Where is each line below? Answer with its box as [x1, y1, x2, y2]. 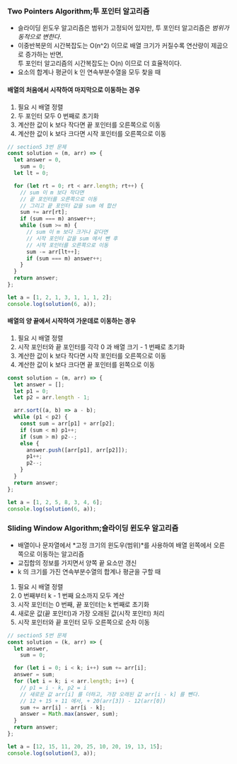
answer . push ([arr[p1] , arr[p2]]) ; [25, 446, 129, 454]
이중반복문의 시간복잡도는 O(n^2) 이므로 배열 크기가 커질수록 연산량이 [17, 41, 210, 50]
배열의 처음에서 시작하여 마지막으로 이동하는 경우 [7, 85, 140, 93]
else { [20, 440, 40, 447]
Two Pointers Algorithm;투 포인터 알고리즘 [7, 6, 150, 16]
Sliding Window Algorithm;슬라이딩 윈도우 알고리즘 [7, 523, 179, 533]
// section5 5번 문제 [7, 632, 67, 639]
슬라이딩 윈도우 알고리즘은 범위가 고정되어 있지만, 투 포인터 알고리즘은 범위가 [17, 23, 230, 33]
